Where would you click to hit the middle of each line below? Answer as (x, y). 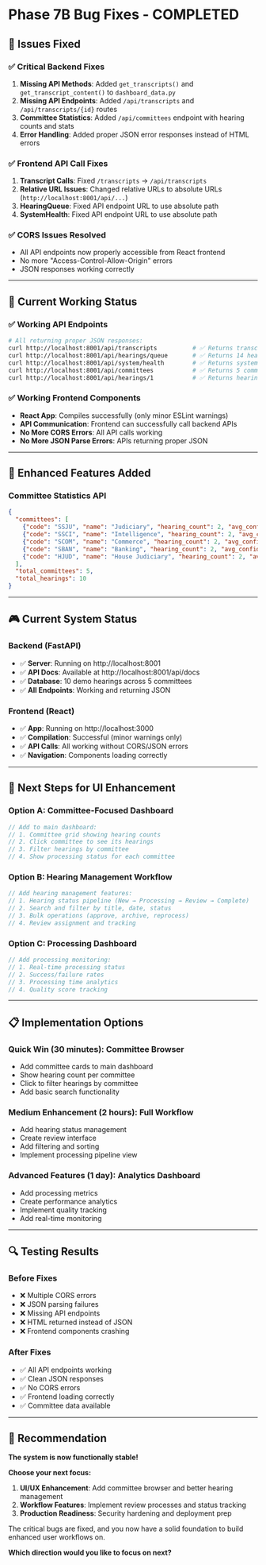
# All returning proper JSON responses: (76, 341)
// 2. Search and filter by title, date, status (90, 908)
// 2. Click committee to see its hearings (81, 842)
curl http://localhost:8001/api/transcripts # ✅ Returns (121, 348)
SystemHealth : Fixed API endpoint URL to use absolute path (118, 214)
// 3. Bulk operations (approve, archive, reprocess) (99, 915)
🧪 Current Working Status (73, 301)
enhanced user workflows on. (57, 1537)
